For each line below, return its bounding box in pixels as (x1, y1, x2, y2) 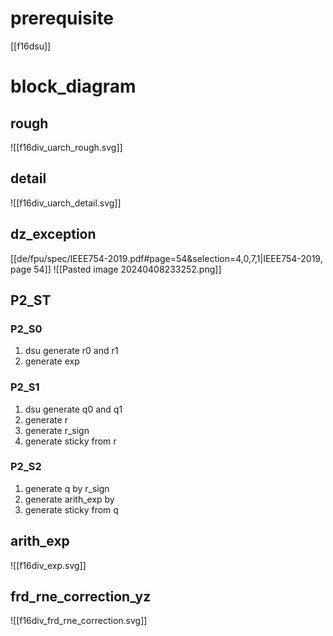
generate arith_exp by (24, 493, 115, 505)
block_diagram (10, 75, 137, 98)
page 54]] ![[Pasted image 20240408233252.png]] (10, 263, 222, 275)
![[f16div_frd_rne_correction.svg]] (10, 615, 148, 627)
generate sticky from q (24, 503, 119, 516)
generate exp (24, 355, 80, 367)
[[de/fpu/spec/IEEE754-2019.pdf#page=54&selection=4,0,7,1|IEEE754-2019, (10, 252, 323, 264)
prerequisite (10, 7, 115, 30)
